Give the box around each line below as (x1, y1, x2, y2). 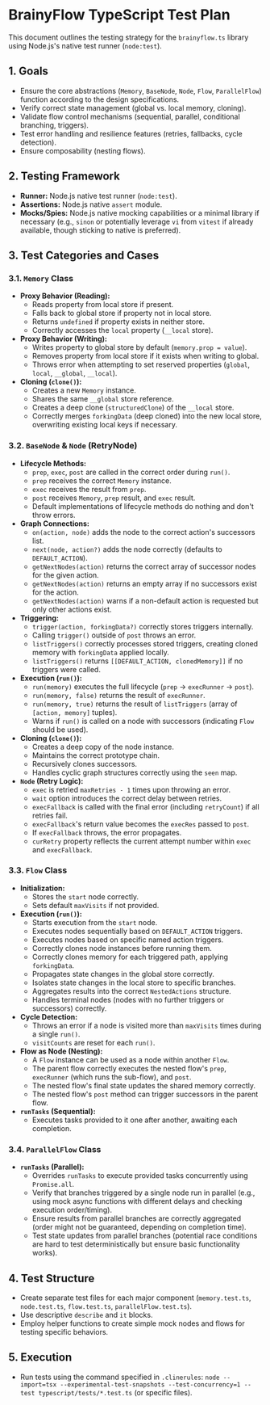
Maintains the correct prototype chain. (31, 750, 160, 760)
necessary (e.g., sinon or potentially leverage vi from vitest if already (19, 217, 254, 226)
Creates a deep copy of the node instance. (31, 742, 175, 751)
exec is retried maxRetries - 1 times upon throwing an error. (31, 785, 231, 794)
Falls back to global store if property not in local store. (31, 309, 212, 318)
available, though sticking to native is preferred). (19, 225, 181, 235)
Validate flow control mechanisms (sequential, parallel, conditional (19, 111, 240, 121)
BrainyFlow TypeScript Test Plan (8, 6, 231, 24)
